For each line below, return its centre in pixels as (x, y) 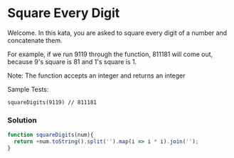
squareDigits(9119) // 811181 (52, 102)
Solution (22, 120)
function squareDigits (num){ (50, 135)
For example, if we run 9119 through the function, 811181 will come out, (110, 54)
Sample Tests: (28, 89)
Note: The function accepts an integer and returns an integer (97, 75)
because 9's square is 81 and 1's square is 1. (72, 61)
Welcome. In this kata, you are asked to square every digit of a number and (117, 33)
